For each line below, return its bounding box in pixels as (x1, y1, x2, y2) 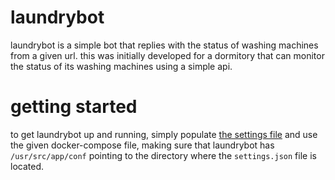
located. (10, 160, 44, 172)
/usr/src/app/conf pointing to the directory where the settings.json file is (10, 149, 317, 161)
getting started (10, 96, 138, 118)
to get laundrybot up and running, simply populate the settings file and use (10, 128, 318, 140)
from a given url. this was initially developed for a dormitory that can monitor (10, 49, 325, 61)
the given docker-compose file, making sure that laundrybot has (10, 139, 275, 151)
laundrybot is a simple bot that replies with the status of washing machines (10, 39, 319, 51)
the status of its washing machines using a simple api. (10, 60, 233, 72)
